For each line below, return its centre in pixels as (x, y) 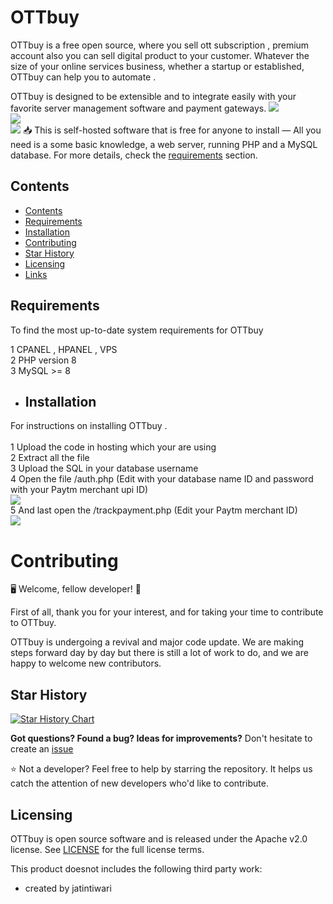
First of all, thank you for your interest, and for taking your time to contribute (167, 612)
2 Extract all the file (50, 458)
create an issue (42, 749)
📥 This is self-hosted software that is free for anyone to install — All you (172, 130)
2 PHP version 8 (43, 360)
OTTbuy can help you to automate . (83, 77)
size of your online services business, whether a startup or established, (157, 66)
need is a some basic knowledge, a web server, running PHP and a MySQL (164, 144)
